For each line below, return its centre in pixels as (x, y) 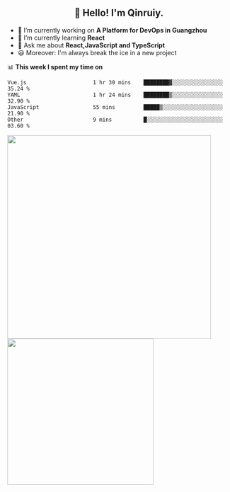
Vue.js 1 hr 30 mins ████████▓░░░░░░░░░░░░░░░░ (115, 82)
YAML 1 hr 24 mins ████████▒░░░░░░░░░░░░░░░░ (115, 95)
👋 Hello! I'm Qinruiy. (119, 13)
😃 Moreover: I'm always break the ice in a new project (97, 52)
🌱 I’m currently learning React (61, 38)
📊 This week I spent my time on (55, 67)
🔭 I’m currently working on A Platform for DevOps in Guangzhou (112, 30)
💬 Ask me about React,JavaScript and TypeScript (91, 45)
